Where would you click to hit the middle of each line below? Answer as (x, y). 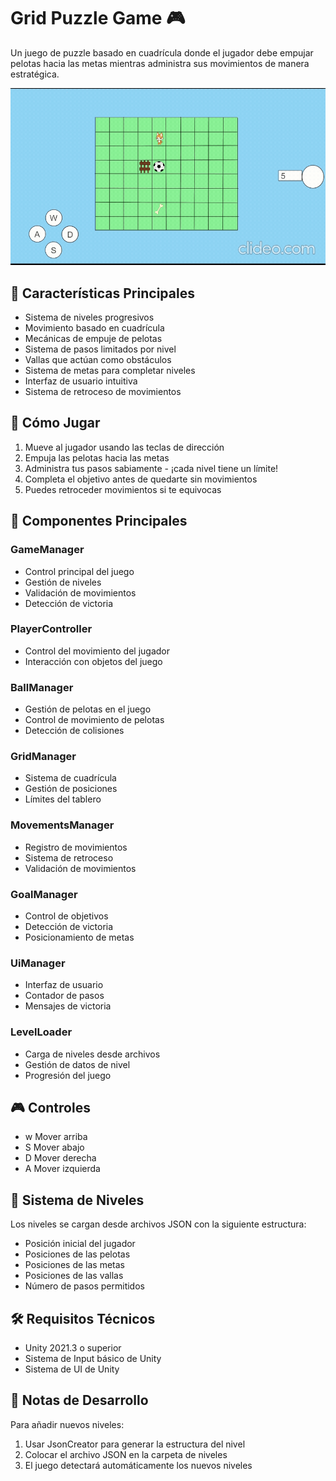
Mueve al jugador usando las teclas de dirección (124, 447)
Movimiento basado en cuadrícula (94, 328)
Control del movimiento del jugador (97, 651)
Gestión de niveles (63, 582)
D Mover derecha (60, 1158)
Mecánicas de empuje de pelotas (93, 339)
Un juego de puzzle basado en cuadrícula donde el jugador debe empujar (162, 52)
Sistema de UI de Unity (72, 1369)
